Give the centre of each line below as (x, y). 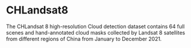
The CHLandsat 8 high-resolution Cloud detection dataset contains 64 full (95, 26)
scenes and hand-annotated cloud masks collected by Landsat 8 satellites (96, 32)
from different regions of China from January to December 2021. (84, 39)
